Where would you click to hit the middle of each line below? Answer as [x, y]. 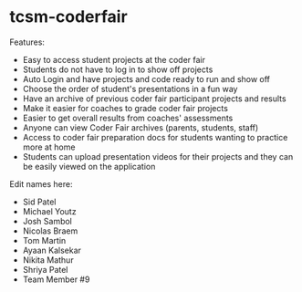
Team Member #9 [56, 279]
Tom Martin [44, 240]
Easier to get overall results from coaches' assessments [128, 118]
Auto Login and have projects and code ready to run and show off [146, 78]
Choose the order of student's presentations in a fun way [130, 89]
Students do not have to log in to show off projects [118, 69]
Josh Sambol [47, 221]
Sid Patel [39, 202]
